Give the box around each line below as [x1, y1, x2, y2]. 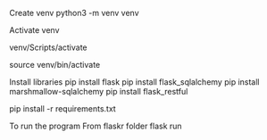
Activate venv [9, 25, 60, 35]
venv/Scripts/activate [9, 42, 88, 53]
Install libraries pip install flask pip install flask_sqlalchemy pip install [9, 77, 260, 87]
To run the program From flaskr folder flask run [9, 120, 182, 131]
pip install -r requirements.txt [9, 103, 116, 114]
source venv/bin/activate [9, 60, 101, 70]
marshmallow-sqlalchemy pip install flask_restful [9, 86, 188, 96]
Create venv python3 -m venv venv [9, 8, 140, 18]
